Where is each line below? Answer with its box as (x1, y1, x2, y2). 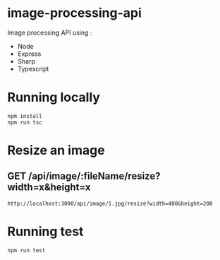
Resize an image (7, 143, 105, 158)
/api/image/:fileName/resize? (28, 170, 161, 182)
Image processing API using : (7, 28, 92, 37)
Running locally (7, 90, 101, 105)
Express (17, 49, 42, 58)
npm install (7, 112, 42, 119)
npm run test (7, 247, 46, 254)
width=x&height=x (7, 182, 91, 194)
